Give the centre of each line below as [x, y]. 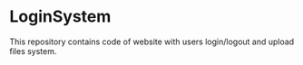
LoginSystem [60, 17]
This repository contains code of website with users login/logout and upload [152, 42]
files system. [33, 51]
